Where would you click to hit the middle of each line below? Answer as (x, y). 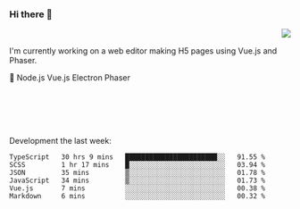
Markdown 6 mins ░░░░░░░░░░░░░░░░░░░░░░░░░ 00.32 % (137, 196)
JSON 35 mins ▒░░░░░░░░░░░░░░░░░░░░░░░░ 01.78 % (137, 173)
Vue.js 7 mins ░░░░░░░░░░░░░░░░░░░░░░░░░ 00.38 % (137, 188)
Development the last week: (60, 141)
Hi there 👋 (31, 14)
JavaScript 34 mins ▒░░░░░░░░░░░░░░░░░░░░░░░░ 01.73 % (137, 181)
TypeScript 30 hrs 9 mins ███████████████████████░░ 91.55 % (137, 157)
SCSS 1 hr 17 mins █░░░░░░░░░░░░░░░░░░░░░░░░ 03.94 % (137, 165)
